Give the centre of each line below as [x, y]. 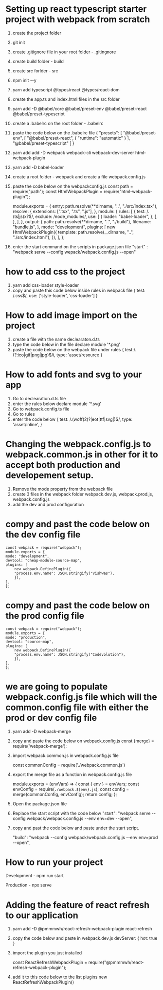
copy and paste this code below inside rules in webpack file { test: [79, 290]
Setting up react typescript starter [76, 9]
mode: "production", [27, 637]
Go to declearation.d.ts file [39, 398]
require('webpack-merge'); [40, 746]
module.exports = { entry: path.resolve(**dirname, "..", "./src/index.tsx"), [85, 206]
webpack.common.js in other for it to [82, 454]
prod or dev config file [51, 718]
